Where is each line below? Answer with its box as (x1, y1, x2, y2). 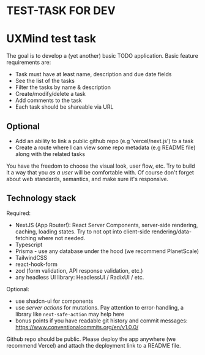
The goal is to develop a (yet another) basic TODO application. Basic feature (6, 52, 199, 60)
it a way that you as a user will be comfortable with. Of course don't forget (6, 168, 195, 176)
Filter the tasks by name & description (15, 84, 111, 91)
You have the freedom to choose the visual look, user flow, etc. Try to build (6, 162, 195, 170)
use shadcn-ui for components (15, 297, 94, 305)
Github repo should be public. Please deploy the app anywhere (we (6, 335, 176, 343)
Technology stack (6, 193, 76, 203)
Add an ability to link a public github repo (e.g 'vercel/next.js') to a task (15, 137, 194, 144)
